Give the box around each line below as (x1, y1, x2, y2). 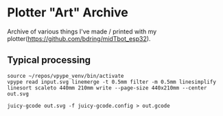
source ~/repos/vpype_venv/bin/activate (7, 72, 125, 79)
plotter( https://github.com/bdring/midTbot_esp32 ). (7, 34, 151, 42)
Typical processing (7, 55, 91, 66)
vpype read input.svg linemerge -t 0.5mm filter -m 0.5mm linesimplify (7, 78, 216, 85)
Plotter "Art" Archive (7, 5, 129, 20)
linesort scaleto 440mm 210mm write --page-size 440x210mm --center (7, 84, 207, 91)
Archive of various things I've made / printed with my (7, 27, 157, 35)
